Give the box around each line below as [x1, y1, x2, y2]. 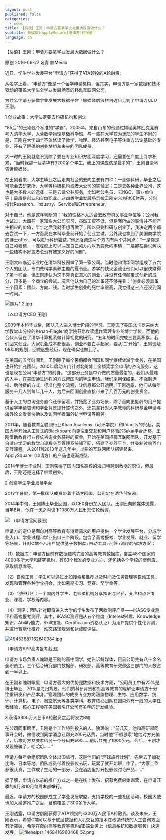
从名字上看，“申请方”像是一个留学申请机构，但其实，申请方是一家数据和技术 [5, 80, 161, 87]
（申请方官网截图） [11, 517, 50, 523]
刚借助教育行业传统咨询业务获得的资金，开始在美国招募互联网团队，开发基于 [5, 434, 161, 440]
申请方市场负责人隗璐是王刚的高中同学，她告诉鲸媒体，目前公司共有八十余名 [5, 656, 161, 662]
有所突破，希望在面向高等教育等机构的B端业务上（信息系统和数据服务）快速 [5, 823, 160, 829]
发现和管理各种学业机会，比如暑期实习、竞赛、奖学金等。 [5, 580, 122, 586]
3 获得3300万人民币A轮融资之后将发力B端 [5, 714, 91, 720]
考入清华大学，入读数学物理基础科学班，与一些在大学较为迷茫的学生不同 [5, 131, 152, 137]
